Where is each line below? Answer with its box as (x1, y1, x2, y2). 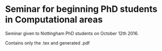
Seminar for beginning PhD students (5, 3, 158, 15)
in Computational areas (5, 14, 103, 25)
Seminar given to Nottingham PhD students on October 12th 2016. (5, 30, 139, 36)
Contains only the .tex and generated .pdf (5, 40, 90, 46)
